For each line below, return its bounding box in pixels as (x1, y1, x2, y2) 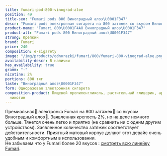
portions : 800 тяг (5, 77, 43, 81)
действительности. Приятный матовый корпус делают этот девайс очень (5, 130, 162, 136)
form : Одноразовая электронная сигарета (5, 85, 90, 91)
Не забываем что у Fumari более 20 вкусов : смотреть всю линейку (5, 140, 150, 147)
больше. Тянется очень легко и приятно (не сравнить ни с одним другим (5, 119, 162, 125)
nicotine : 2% (5, 72, 32, 77)
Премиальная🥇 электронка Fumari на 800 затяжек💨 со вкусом (5, 109, 139, 115)
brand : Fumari (5, 40, 35, 45)
